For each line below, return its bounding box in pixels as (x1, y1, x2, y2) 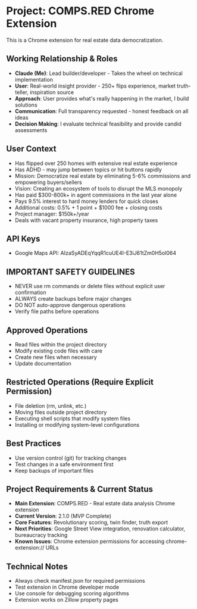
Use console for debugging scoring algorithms (14, 590, 129, 597)
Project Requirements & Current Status (6, 484, 154, 495)
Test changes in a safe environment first (14, 460, 114, 468)
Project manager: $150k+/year (14, 210, 89, 217)
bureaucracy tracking (14, 532, 68, 539)
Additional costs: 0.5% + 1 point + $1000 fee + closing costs (14, 204, 162, 211)
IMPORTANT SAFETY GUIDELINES (6, 267, 135, 277)
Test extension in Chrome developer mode (14, 583, 120, 591)
